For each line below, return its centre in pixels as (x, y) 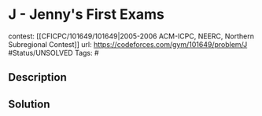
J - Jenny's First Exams (87, 14)
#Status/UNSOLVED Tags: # (54, 53)
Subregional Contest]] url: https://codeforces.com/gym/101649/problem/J (128, 44)
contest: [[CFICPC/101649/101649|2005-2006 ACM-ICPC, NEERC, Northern (131, 36)
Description (37, 77)
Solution (29, 104)
